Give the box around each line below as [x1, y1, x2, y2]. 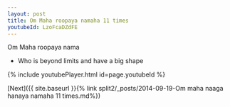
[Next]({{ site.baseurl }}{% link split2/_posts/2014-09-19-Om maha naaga [7, 84, 224, 93]
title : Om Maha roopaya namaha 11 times [7, 17, 130, 24]
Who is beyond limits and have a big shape [17, 57, 144, 65]
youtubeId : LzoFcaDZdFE [7, 23, 78, 30]
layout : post [7, 10, 46, 18]
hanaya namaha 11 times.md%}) [7, 91, 101, 100]
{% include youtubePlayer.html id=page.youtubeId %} [7, 70, 166, 79]
